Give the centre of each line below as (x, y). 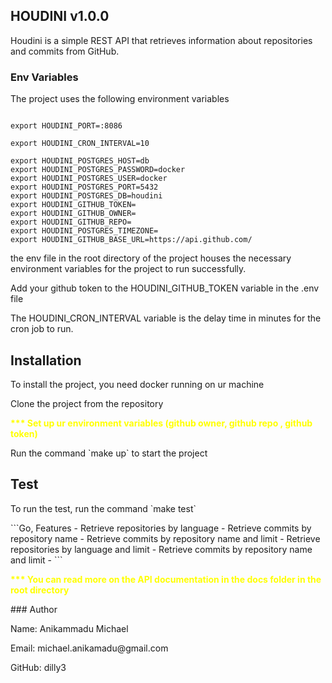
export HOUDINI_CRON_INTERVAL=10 (80, 144)
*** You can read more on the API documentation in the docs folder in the (166, 579)
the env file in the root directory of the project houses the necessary (151, 258)
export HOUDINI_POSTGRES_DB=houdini (86, 196)
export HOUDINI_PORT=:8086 (66, 126)
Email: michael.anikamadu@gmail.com (89, 648)
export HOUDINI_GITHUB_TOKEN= (73, 205)
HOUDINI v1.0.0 (60, 16)
